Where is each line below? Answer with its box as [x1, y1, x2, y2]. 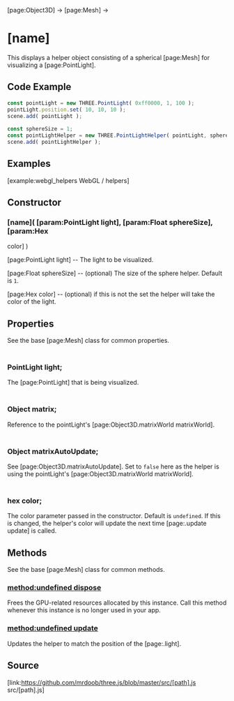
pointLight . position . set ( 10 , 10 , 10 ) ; [7, 106, 127, 113]
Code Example [7, 81, 72, 93]
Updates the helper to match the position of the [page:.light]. [7, 639, 182, 648]
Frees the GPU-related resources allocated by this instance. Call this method [7, 598, 227, 607]
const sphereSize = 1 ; [7, 126, 73, 133]
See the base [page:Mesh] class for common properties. [7, 337, 169, 345]
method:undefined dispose [7, 583, 102, 593]
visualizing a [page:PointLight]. [7, 61, 96, 69]
